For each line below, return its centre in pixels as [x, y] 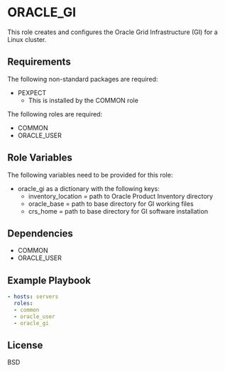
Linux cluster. [27, 39]
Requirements [39, 62]
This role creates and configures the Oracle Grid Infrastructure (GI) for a [112, 32]
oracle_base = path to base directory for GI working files [111, 204]
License [25, 345]
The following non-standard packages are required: [83, 79]
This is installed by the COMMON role [83, 100]
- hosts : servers [33, 297]
